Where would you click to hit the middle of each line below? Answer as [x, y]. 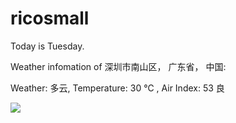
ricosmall [50, 18]
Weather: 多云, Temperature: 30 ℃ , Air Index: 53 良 [117, 88]
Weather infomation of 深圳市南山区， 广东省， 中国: [118, 66]
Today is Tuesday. [47, 46]
